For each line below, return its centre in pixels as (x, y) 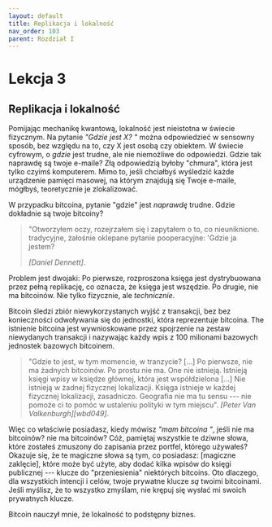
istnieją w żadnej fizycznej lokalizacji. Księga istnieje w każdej (132, 388)
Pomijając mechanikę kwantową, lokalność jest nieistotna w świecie (122, 129)
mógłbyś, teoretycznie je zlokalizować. (73, 189)
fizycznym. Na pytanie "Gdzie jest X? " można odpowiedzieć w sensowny (132, 137)
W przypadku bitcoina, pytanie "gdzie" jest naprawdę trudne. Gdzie (122, 205)
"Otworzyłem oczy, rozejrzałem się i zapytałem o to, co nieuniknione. (144, 230)
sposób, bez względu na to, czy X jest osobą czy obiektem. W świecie (126, 146)
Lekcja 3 (37, 79)
